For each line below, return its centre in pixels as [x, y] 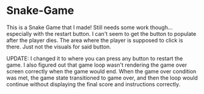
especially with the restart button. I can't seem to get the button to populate [101, 33]
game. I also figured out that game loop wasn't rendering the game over [97, 65]
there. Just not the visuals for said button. [59, 47]
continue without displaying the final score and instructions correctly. [93, 84]
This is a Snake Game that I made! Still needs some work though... [89, 27]
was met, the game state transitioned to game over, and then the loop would [102, 78]
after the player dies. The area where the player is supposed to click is [95, 40]
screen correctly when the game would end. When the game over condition [101, 71]
